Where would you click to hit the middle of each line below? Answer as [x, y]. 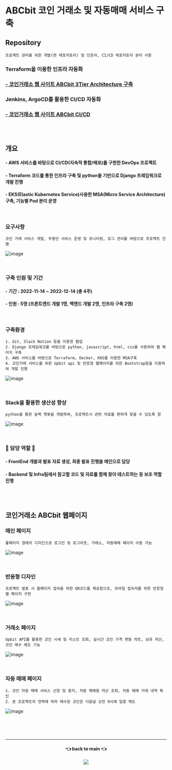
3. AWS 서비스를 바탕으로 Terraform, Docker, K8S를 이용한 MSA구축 [71, 358]
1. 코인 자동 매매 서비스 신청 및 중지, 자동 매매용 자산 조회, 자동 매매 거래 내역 [81, 690]
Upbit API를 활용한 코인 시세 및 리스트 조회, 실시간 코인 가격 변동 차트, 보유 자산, [85, 640]
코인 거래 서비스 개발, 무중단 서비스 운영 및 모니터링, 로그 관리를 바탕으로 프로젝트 [83, 239]
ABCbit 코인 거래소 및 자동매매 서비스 [80, 11]
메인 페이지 [18, 531]
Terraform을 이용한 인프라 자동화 [44, 69]
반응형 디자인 [20, 577]
